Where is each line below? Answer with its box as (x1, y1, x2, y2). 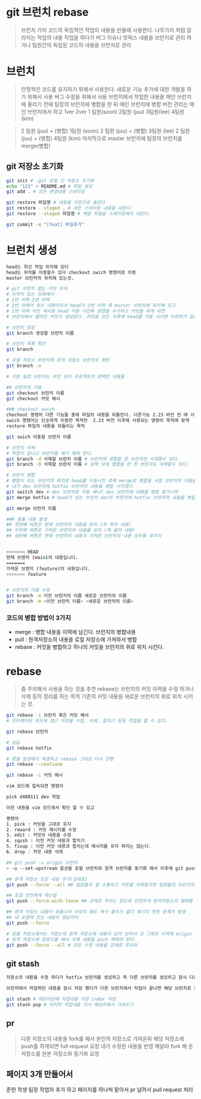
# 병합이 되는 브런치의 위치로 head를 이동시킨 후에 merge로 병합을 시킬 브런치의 (6, 478, 181, 484)
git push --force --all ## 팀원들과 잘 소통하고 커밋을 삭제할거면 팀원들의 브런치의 (6, 881, 194, 887)
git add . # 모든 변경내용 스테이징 (6, 189, 85, 195)
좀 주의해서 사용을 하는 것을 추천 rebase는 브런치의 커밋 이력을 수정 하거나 (20, 686, 194, 693)
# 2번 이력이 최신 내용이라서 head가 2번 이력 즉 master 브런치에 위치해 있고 (6, 303, 176, 309)
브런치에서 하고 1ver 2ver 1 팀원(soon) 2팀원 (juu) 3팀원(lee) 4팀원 (27, 108, 185, 115)
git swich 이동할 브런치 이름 (6, 434, 72, 440)
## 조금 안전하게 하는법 (6, 892, 57, 899)
